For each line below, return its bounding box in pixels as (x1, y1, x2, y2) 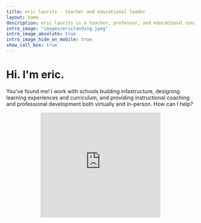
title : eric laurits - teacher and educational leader (6, 8, 146, 15)
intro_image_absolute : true (6, 31, 77, 37)
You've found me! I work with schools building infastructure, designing (6, 87, 180, 94)
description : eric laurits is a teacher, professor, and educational (6, 20, 184, 26)
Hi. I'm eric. (6, 68, 65, 81)
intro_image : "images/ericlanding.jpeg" (6, 25, 109, 32)
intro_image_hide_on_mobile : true (6, 36, 93, 42)
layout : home (6, 14, 39, 20)
